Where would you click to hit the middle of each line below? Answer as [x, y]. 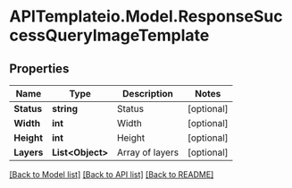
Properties [39, 68]
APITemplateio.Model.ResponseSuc [146, 17]
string [65, 109]
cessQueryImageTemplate [109, 35]
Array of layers [148, 152]
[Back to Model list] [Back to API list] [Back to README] [112, 175]
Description [148, 94]
